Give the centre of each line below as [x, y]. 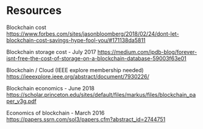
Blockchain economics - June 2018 [50, 88]
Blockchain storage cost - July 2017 [51, 51]
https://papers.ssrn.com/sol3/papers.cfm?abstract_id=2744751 [86, 119]
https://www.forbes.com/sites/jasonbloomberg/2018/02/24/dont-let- [93, 33]
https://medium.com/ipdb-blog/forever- [147, 51]
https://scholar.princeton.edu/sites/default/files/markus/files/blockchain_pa [101, 94]
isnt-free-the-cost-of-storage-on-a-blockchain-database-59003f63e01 [97, 58]
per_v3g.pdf [21, 101]
